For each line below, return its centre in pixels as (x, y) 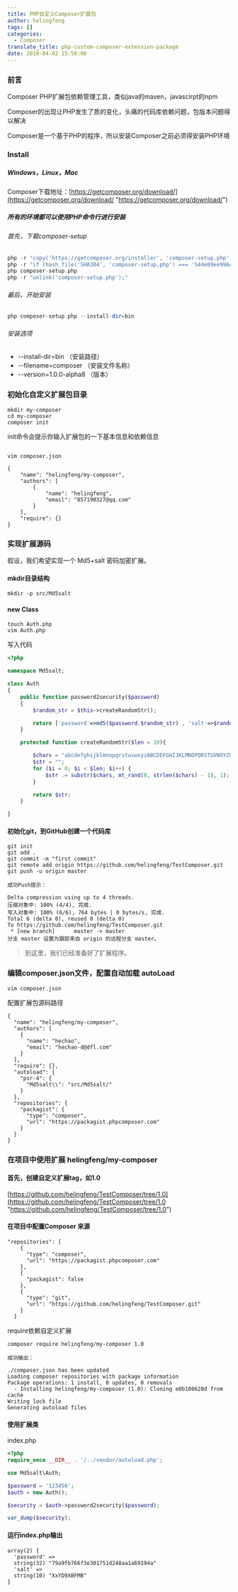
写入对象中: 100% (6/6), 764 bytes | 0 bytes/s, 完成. (86, 913)
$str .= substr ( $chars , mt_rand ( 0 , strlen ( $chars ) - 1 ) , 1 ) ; (137, 775)
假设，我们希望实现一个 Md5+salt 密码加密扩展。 (79, 561)
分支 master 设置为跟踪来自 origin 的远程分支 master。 (84, 939)
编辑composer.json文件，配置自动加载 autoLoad (91, 973)
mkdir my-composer (34, 410)
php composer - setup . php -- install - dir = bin (71, 316)
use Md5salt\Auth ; (34, 1473)
